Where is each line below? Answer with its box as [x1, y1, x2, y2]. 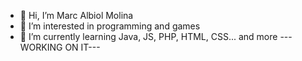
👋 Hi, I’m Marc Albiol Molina [19, 10, 134, 21]
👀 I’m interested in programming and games [19, 20, 201, 32]
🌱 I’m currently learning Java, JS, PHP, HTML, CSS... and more [19, 31, 278, 42]
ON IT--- [64, 41, 101, 53]
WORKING [19, 41, 63, 53]
